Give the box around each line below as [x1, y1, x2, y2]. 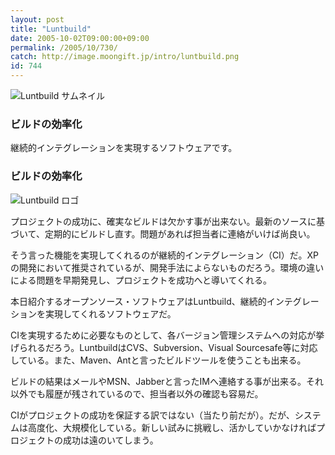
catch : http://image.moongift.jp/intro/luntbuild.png [10, 52, 240, 62]
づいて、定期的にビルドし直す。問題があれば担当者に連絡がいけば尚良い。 [10, 227, 316, 240]
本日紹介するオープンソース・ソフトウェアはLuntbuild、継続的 [10, 295, 267, 307]
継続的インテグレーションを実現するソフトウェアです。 [10, 142, 238, 154]
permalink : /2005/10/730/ [10, 42, 118, 53]
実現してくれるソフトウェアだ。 [44, 307, 177, 320]
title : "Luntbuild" [10, 24, 92, 34]
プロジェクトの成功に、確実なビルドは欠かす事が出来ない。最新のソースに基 [10, 215, 325, 227]
